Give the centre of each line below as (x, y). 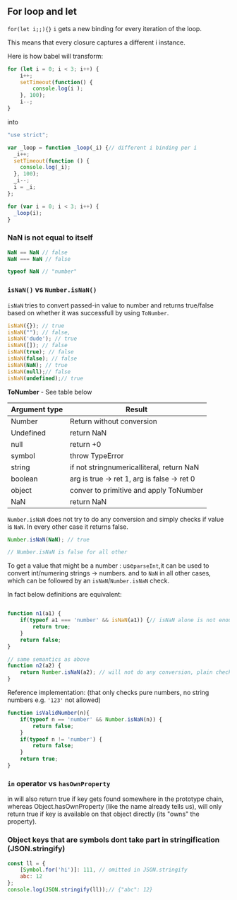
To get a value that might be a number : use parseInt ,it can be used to (108, 566)
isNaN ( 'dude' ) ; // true (42, 339)
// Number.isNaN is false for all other (68, 552)
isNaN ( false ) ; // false (42, 359)
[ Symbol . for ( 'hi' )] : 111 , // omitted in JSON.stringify (104, 870)
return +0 (85, 444)
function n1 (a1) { (34, 614)
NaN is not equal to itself (50, 238)
